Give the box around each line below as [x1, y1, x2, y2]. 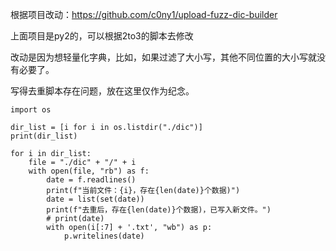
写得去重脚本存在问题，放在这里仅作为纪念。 [10, 85, 195, 97]
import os [10, 105, 52, 115]
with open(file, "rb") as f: [28, 166, 150, 176]
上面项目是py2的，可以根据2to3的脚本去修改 [10, 30, 194, 42]
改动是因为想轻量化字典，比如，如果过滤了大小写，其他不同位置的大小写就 [10, 51, 317, 63]
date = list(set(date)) [46, 194, 145, 204]
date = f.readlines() [46, 175, 137, 185]
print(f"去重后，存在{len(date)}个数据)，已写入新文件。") [46, 205, 272, 215]
